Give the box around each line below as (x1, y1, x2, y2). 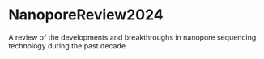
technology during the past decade (8, 40, 126, 50)
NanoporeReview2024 (8, 6, 164, 24)
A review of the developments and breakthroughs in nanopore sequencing (8, 32, 257, 42)
